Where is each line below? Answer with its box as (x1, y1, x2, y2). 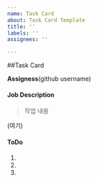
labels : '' (7, 29, 39, 37)
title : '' (7, 23, 36, 30)
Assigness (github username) (7, 74, 92, 83)
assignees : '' (7, 36, 49, 43)
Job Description (7, 90, 55, 99)
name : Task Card (7, 10, 54, 17)
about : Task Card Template (7, 17, 85, 24)
